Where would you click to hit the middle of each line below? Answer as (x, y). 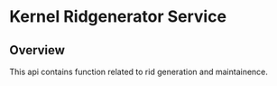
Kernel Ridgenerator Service (118, 17)
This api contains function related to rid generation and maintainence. (139, 72)
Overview (37, 50)
